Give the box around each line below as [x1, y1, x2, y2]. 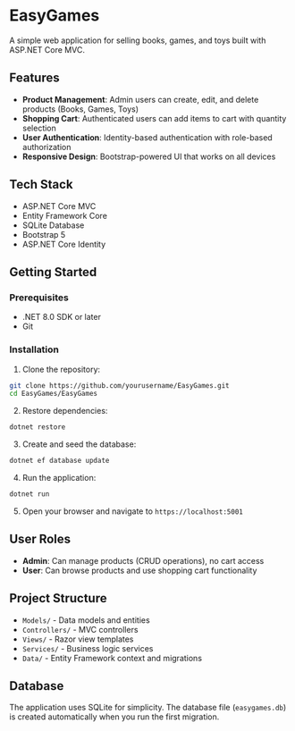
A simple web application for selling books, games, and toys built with [9, 35, 266, 46]
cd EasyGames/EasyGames [9, 390, 98, 399]
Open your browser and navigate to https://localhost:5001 [21, 506, 243, 517]
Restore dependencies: [21, 406, 108, 416]
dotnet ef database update [9, 457, 110, 466]
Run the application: [21, 473, 97, 483]
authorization [21, 141, 72, 152]
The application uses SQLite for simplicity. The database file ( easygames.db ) [9, 702, 287, 713]
